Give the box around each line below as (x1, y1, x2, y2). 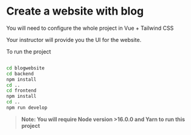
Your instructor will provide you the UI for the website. (6, 36, 142, 43)
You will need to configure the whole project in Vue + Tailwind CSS (6, 24, 174, 32)
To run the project (6, 47, 52, 55)
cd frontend (6, 88, 36, 94)
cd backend (6, 71, 34, 77)
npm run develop (6, 105, 47, 111)
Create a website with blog (6, 4, 144, 18)
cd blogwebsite (6, 65, 45, 71)
